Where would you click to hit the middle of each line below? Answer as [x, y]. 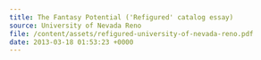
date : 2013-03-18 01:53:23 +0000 [72, 42]
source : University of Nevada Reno [76, 26]
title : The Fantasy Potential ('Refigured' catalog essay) [122, 17]
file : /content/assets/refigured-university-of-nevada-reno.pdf [131, 34]
